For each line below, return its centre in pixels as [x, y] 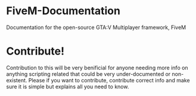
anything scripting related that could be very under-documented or [88, 74]
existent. [17, 80]
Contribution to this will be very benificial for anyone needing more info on [97, 68]
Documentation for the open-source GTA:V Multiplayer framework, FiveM [96, 27]
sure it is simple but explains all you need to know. [68, 87]
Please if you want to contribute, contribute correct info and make [109, 80]
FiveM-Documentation [63, 11]
